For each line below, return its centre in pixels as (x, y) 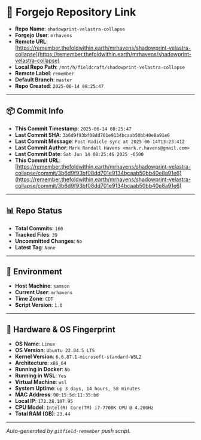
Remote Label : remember (45, 73)
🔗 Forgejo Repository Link (71, 12)
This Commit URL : (38, 160)
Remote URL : (31, 41)
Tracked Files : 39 (36, 234)
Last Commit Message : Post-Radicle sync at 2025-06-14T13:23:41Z (100, 141)
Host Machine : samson (42, 286)
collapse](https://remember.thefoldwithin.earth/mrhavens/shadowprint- (103, 54)
